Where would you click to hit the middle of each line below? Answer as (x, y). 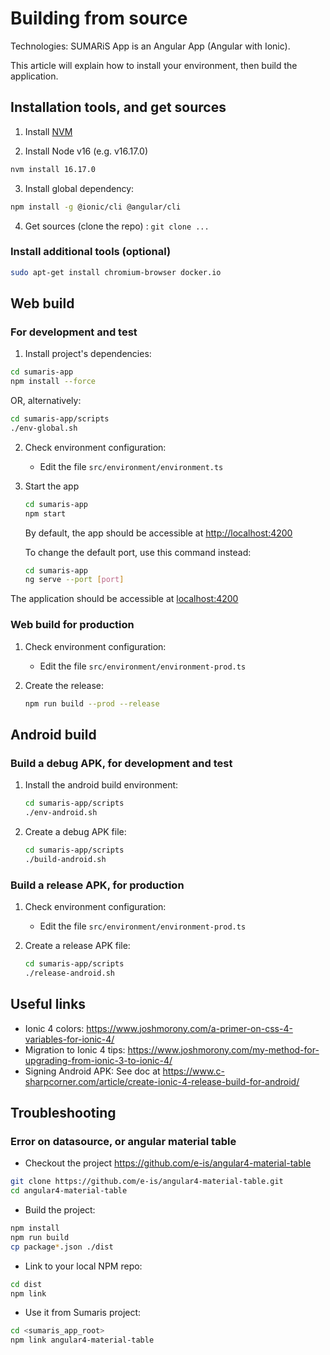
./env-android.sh (61, 813)
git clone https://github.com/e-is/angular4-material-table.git (147, 1182)
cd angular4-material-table (69, 1191)
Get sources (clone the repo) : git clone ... (117, 226)
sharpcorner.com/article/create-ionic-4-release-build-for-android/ (162, 1081)
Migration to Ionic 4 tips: (75, 1049)
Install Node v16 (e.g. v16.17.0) (86, 151)
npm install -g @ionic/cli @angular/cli (96, 207)
